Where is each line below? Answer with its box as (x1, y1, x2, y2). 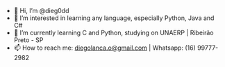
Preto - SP (13, 36, 44, 44)
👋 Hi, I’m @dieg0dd (13, 7, 69, 15)
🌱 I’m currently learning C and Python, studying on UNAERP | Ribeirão (13, 28, 214, 37)
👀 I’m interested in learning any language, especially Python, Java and (13, 14, 215, 22)
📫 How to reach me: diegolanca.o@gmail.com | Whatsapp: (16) (13, 44, 196, 52)
